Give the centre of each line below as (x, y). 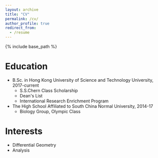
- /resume (20, 32)
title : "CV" (17, 14)
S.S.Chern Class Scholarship (49, 90)
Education (26, 66)
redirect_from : (21, 28)
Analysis (21, 150)
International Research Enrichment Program (64, 101)
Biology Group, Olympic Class (50, 111)
